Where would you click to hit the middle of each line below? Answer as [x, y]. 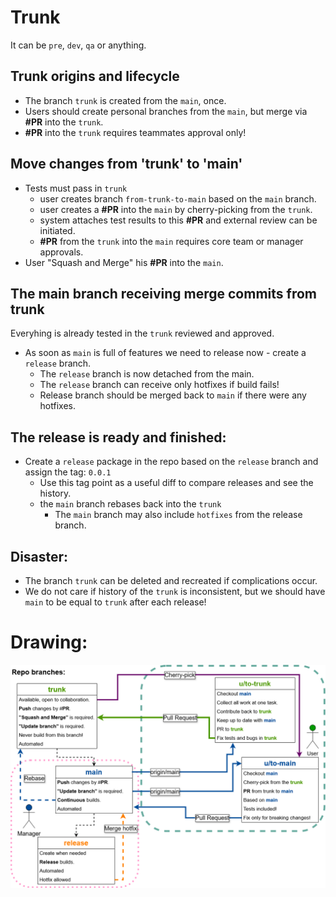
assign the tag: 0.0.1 [68, 472]
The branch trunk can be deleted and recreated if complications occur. [171, 580]
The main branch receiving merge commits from [163, 293]
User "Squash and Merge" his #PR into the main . [124, 262]
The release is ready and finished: [118, 437]
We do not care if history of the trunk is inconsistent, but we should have [175, 591]
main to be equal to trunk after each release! [115, 602]
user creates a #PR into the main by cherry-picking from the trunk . [176, 209]
